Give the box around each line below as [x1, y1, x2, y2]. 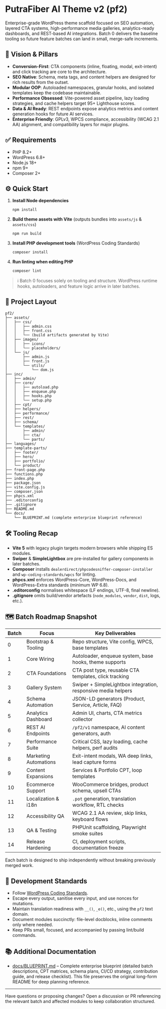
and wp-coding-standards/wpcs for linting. [12, 571, 96, 577]
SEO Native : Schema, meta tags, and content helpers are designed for [12, 74, 156, 80]
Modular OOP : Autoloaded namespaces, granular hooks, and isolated [12, 84, 154, 90]
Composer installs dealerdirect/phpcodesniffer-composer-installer [12, 566, 153, 572]
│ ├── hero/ [5, 454, 35, 459]
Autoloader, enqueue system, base [72, 652, 154, 659]
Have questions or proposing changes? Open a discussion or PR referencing [5, 993, 161, 999]
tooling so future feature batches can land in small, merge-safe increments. [5, 36, 159, 42]
